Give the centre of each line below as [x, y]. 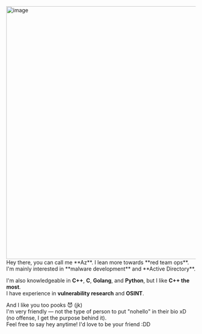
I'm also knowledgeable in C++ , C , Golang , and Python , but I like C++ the [98, 281]
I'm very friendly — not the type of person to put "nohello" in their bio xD [96, 311]
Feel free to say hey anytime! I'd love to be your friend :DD [78, 324]
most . [14, 287]
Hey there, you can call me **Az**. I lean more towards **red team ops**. [98, 262]
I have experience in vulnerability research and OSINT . [75, 293]
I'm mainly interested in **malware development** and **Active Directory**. [101, 269]
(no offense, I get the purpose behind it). [57, 318]
